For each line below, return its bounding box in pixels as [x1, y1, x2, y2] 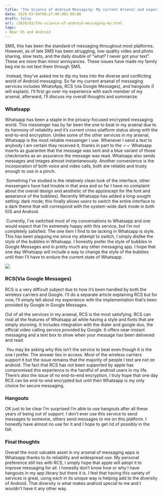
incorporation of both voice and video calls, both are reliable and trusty [5, 163, 147, 169]
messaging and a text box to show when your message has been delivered [5, 332, 155, 338]
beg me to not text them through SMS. [5, 64, 81, 69]
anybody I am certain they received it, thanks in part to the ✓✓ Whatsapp [5, 143, 152, 149]
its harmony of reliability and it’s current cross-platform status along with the [5, 127, 158, 133]
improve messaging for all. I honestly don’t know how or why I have [5, 465, 140, 471]
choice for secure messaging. [5, 382, 65, 388]
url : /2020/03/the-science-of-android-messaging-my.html [5, 20, 123, 26]
